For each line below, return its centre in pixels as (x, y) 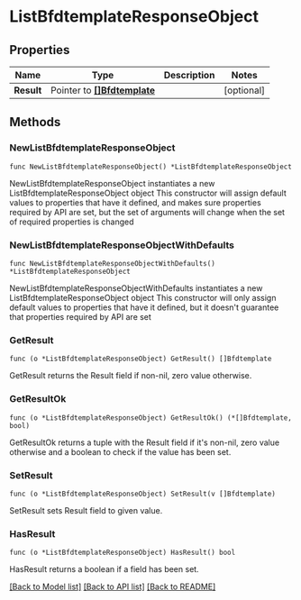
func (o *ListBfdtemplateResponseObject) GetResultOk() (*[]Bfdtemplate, (151, 418)
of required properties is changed (72, 222)
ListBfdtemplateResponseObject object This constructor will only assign (143, 297)
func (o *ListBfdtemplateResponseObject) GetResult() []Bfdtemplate (141, 359)
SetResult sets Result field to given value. (86, 510)
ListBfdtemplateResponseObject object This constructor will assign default (148, 193)
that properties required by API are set (80, 316)
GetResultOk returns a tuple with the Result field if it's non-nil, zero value (145, 442)
